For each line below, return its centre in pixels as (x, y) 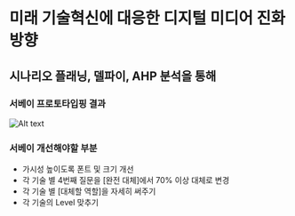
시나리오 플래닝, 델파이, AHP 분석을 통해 (113, 76)
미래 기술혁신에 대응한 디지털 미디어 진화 (147, 18)
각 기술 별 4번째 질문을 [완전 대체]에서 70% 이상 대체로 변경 (126, 180)
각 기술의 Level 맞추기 (60, 203)
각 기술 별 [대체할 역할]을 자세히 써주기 (89, 191)
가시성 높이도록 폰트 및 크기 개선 (78, 169)
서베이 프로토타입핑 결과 (58, 103)
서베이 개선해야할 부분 (53, 148)
